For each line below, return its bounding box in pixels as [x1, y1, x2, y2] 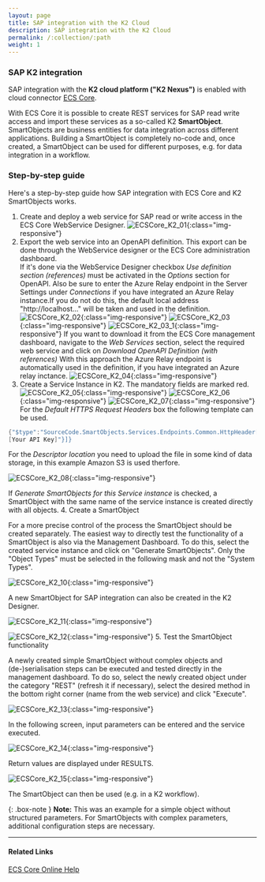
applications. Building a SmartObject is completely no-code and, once [8, 133, 236, 143]
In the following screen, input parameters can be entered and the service [8, 719, 245, 730]
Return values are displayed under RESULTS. [8, 759, 154, 768]
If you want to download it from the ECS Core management [63, 329, 256, 338]
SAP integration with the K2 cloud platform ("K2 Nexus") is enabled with [8, 84, 247, 95]
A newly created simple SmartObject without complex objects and [8, 656, 223, 665]
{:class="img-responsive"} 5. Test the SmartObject [66, 632, 233, 641]
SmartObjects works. [8, 196, 77, 206]
